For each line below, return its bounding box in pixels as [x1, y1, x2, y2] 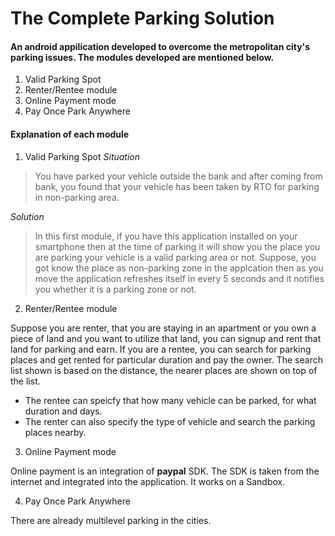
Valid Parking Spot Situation [24, 150, 141, 162]
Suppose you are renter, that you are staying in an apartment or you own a [10, 322, 317, 334]
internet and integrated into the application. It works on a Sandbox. [10, 475, 286, 487]
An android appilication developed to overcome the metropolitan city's [10, 40, 311, 52]
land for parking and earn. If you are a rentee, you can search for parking [10, 343, 312, 355]
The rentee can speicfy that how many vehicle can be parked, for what [24, 394, 317, 406]
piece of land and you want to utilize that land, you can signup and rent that [10, 332, 322, 344]
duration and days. [24, 405, 103, 417]
